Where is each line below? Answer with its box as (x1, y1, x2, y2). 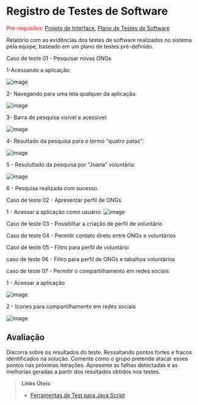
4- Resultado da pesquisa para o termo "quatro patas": (6, 137, 144, 145)
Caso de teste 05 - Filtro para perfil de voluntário (6, 243, 129, 251)
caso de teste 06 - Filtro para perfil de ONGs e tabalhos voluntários (6, 255, 175, 263)
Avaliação (6, 332, 45, 343)
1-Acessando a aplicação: (6, 66, 71, 74)
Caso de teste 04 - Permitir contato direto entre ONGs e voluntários (6, 232, 176, 239)
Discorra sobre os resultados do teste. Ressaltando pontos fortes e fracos (6, 348, 192, 356)
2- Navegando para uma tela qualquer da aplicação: (6, 90, 137, 97)
